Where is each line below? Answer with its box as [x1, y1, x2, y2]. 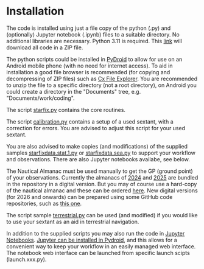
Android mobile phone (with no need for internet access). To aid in [6, 62, 173, 69]
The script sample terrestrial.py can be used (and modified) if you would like [6, 211, 198, 218]
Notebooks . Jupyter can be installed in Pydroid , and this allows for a [6, 236, 178, 243]
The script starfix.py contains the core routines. [6, 106, 126, 113]
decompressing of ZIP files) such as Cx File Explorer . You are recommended [6, 75, 198, 82]
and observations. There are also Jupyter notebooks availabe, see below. [6, 155, 191, 162]
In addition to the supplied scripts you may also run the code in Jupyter [6, 229, 185, 237]
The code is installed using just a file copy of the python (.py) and [6, 24, 171, 32]
